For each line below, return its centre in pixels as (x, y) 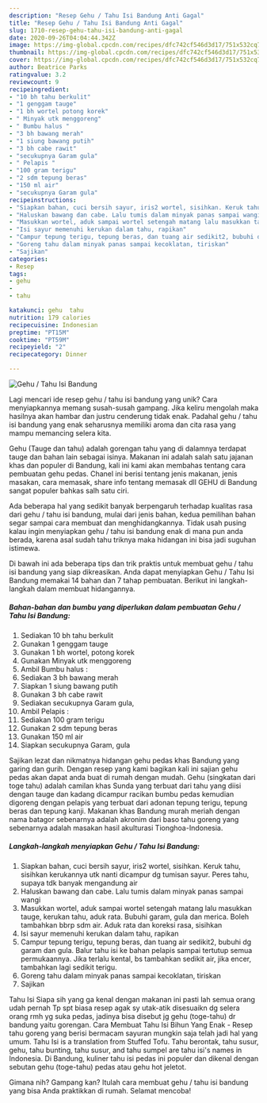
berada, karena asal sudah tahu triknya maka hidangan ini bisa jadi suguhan (133, 540)
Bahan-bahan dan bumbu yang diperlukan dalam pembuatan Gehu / (125, 607)
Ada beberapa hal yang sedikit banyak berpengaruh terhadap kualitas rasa (131, 506)
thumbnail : (27, 52)
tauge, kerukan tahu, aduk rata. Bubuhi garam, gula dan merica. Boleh (135, 917)
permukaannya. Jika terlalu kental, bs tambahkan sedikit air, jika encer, (136, 959)
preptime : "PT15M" (39, 332)
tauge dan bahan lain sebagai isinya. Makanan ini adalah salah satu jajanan (131, 457)
